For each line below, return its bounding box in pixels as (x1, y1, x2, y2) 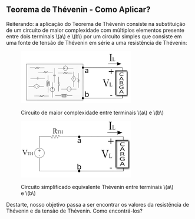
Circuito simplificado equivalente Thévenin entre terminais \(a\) (21, 183, 174, 190)
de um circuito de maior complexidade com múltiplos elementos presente (6, 26, 184, 34)
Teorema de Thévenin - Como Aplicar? (6, 5, 151, 15)
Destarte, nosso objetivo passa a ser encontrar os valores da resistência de (6, 201, 190, 208)
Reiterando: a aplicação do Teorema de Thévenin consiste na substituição (6, 20, 186, 27)
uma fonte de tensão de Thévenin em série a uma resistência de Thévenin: (6, 39, 187, 46)
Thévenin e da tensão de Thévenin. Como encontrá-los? (6, 207, 143, 214)
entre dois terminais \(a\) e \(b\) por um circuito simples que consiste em (6, 32, 182, 40)
